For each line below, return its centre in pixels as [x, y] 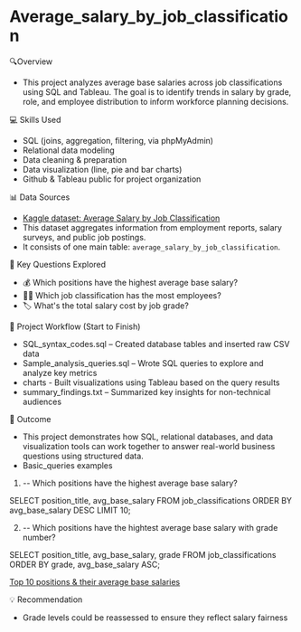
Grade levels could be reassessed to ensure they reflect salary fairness [155, 618]
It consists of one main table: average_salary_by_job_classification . [151, 247]
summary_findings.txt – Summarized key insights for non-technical [146, 391]
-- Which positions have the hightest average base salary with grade [150, 527]
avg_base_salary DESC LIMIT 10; [70, 510]
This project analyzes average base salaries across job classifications [152, 82]
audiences [42, 401]
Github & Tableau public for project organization [112, 179]
